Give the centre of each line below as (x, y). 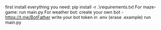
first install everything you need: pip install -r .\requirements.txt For (74, 7)
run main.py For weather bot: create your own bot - (71, 12)
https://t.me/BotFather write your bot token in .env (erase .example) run (78, 17)
